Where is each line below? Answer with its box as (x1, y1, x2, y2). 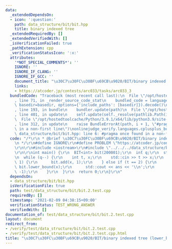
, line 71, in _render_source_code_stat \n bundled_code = (14, 98, 147, 103)
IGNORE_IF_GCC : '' (14, 74, 54, 79)
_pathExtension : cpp (10, 46, 54, 51)
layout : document (5, 217, 42, 222)
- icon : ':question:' (10, 17, 56, 22)
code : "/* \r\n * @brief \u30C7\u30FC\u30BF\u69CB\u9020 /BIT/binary (10, 136, 157, 141)
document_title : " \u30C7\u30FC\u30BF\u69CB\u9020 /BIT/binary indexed (14, 79, 166, 84)
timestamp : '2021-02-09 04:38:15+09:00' (10, 197, 97, 202)
